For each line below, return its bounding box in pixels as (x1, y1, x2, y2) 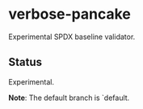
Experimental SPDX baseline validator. (8, 32, 136, 41)
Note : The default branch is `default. (8, 93, 130, 102)
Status (8, 55, 43, 69)
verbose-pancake (8, 5, 131, 24)
